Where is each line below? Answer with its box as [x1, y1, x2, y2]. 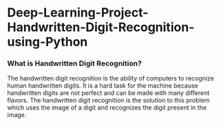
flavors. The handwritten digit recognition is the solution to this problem [7, 96, 210, 105]
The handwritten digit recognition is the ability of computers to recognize [7, 74, 215, 83]
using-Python [7, 34, 88, 50]
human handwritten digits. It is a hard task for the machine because [7, 81, 198, 90]
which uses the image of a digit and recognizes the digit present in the [7, 103, 207, 112]
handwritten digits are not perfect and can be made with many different [7, 89, 210, 97]
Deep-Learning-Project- [7, 5, 149, 21]
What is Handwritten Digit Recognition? [7, 59, 143, 68]
